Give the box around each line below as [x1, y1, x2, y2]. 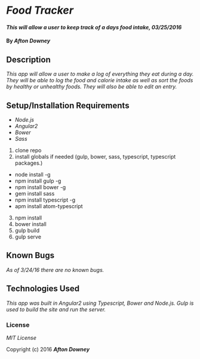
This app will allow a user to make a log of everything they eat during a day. [6, 70, 194, 78]
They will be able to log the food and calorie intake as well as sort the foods [6, 77, 193, 84]
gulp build [14, 227, 40, 234]
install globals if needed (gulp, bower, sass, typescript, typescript [14, 153, 176, 160]
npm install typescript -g [14, 196, 76, 203]
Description [6, 54, 51, 64]
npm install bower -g [14, 184, 66, 191]
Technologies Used [6, 284, 79, 294]
